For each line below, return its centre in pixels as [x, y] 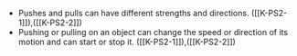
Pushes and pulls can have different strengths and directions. [133, 13]
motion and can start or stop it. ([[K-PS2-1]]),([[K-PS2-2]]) [127, 42]
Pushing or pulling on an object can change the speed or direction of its [153, 32]
